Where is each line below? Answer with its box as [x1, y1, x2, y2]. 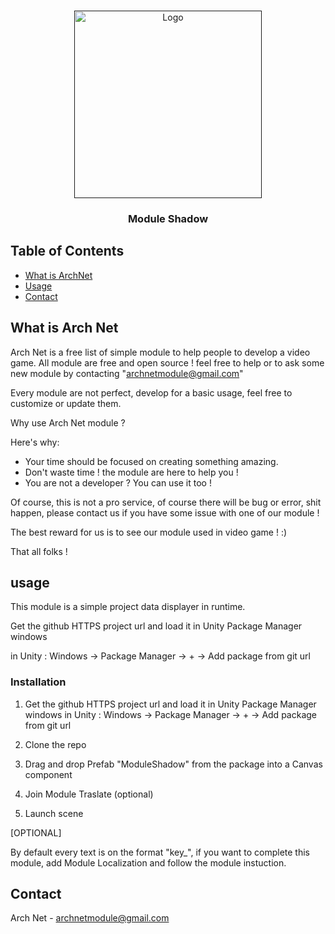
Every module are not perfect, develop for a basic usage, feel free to [10, 386, 293, 399]
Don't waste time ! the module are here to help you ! [24, 466, 239, 478]
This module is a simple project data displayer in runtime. [10, 601, 246, 613]
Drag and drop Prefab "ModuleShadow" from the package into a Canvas [24, 758, 323, 770]
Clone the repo [24, 738, 87, 750]
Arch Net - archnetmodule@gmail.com [10, 912, 170, 924]
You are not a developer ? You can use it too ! [24, 476, 212, 489]
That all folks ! [10, 545, 68, 557]
